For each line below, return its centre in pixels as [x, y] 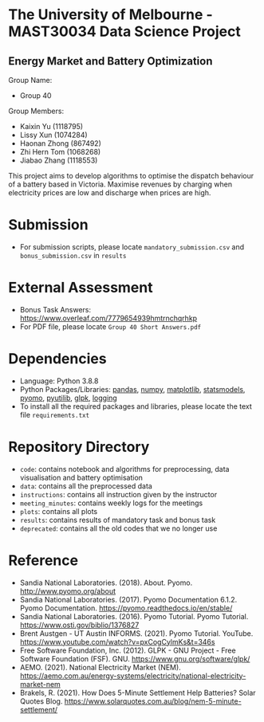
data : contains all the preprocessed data [86, 486]
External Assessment [81, 288]
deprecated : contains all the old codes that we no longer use [118, 528]
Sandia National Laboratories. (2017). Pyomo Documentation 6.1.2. [128, 599]
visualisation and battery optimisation [81, 477]
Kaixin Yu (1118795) [51, 126]
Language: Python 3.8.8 [59, 381]
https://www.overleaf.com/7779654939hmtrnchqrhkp [108, 318]
